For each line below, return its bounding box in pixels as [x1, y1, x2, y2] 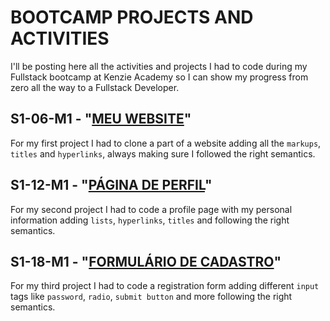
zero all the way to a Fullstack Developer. [10, 81, 180, 93]
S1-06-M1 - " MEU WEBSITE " [10, 111, 192, 128]
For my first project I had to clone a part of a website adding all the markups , [10, 137, 322, 149]
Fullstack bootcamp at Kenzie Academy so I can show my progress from [10, 71, 309, 83]
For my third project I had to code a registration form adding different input [10, 280, 320, 292]
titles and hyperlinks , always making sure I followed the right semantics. [10, 147, 316, 160]
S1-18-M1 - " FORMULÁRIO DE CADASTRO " [10, 253, 282, 270]
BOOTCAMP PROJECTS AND [10, 6, 254, 29]
